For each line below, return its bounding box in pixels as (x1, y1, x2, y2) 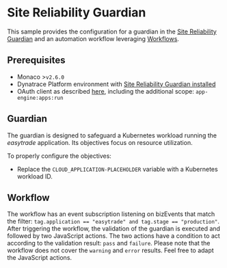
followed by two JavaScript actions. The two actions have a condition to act (7, 232, 220, 240)
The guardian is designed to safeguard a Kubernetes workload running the (7, 131, 217, 139)
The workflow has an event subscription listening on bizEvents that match (7, 210, 215, 218)
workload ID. (16, 172, 53, 180)
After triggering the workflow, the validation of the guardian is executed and (7, 224, 221, 233)
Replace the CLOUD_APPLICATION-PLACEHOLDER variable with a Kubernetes (16, 165, 218, 173)
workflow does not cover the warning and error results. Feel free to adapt (7, 246, 214, 254)
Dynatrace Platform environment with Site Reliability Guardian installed (16, 80, 216, 88)
